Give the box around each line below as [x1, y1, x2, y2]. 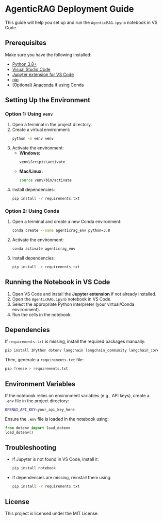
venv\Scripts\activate [19, 160, 65, 165]
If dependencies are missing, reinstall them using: [12, 475, 112, 481]
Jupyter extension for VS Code [12, 72, 74, 77]
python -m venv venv [12, 136, 54, 141]
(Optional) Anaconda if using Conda [12, 82, 84, 88]
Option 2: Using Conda [5, 207, 60, 214]
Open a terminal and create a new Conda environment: [12, 219, 122, 224]
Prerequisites [5, 39, 47, 47]
